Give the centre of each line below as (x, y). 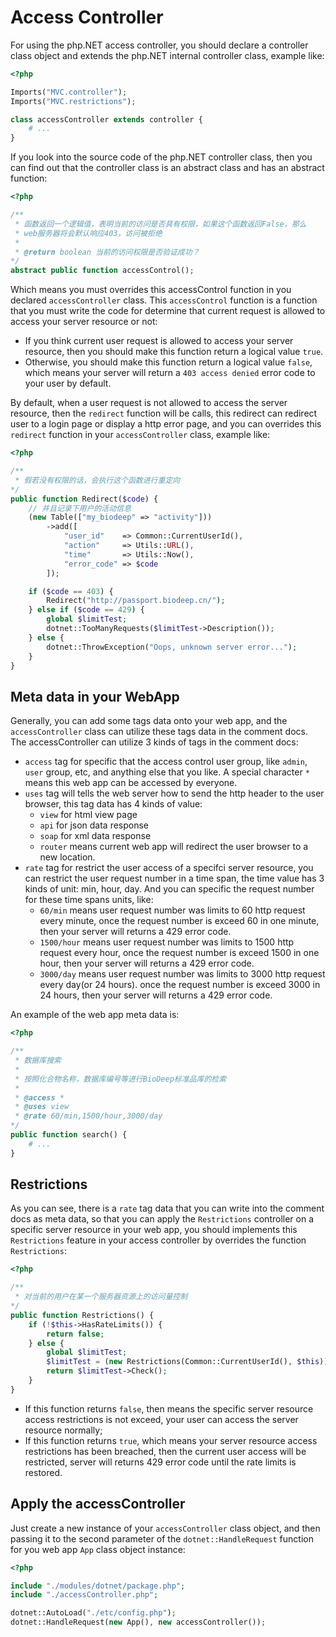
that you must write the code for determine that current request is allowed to (168, 311)
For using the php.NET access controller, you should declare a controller (159, 45)
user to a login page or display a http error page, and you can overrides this (166, 424)
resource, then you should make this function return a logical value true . (174, 352)
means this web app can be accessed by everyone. (131, 783)
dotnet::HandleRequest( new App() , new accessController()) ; (138, 1622)
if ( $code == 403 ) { (71, 591)
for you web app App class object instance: (98, 1549)
